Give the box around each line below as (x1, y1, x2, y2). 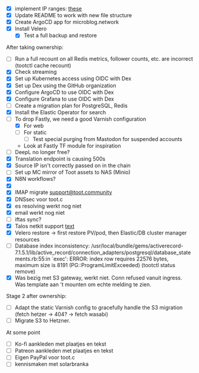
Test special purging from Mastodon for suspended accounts (32, 136, 182, 142)
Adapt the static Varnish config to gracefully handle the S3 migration (14, 304, 183, 311)
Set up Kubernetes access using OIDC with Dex (14, 75, 132, 82)
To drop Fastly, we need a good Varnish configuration (14, 115, 147, 123)
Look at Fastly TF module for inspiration (23, 142, 121, 149)
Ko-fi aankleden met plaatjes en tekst (14, 340, 107, 347)
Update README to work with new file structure (14, 12, 132, 19)
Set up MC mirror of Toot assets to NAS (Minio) (14, 169, 131, 176)
